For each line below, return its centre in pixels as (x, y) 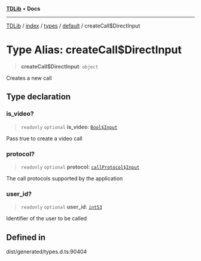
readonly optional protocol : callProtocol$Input (80, 167)
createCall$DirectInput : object (60, 66)
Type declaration (38, 97)
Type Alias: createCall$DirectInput (94, 50)
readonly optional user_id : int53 (62, 207)
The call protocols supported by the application (65, 178)
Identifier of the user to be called (47, 219)
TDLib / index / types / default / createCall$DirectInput (73, 26)
